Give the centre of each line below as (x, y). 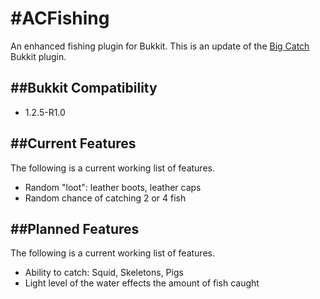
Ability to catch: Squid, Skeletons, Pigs (104, 273)
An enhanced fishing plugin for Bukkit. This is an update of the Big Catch (160, 46)
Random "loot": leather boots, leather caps (113, 187)
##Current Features (73, 143)
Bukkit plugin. (38, 56)
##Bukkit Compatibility (84, 88)
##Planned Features (75, 228)
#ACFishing (60, 18)
